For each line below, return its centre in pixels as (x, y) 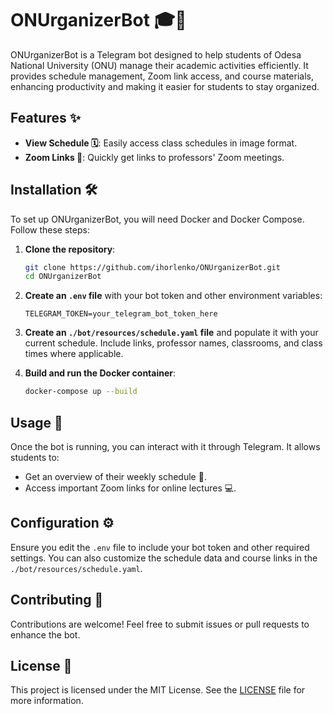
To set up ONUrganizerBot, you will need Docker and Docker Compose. (157, 219)
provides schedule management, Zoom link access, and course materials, (162, 76)
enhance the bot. (45, 634)
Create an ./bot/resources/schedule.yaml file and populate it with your (171, 333)
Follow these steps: (50, 229)
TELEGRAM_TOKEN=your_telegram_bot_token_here (121, 314)
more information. (47, 701)
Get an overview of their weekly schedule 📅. (115, 476)
